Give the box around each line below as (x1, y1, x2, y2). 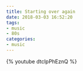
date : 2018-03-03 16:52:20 (6, 14, 73, 20)
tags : (6, 20, 20, 25)
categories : (6, 36, 36, 42)
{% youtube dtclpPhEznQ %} (6, 57, 77, 65)
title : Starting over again (6, 8, 76, 15)
